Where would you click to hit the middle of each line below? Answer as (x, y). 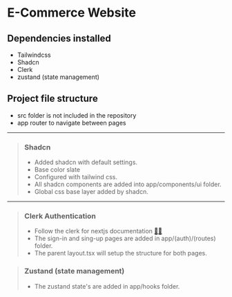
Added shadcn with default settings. (86, 162)
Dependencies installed (59, 38)
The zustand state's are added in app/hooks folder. (107, 286)
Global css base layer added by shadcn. (91, 192)
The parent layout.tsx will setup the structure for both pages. (120, 253)
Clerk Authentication (60, 216)
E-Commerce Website (72, 13)
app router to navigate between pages (71, 123)
